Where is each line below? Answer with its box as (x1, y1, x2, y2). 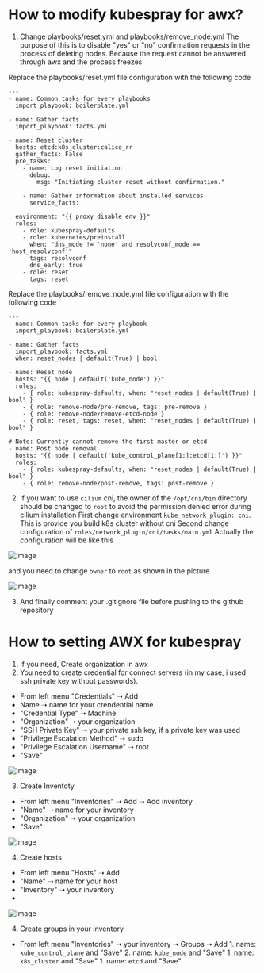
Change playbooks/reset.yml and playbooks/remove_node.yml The (19, 32, 239, 41)
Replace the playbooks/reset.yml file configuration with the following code (8, 72, 251, 82)
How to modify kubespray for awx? (8, 6, 243, 24)
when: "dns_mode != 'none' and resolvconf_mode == (29, 240, 201, 248)
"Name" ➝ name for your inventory (19, 805, 135, 814)
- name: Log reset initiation (22, 164, 123, 172)
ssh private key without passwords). (19, 676, 139, 685)
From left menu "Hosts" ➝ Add (19, 868, 121, 877)
